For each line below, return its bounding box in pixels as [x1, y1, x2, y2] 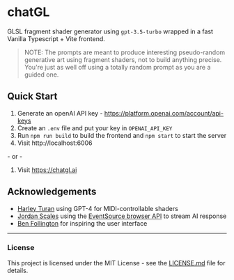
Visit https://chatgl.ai [17, 165, 77, 174]
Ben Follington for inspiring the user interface [17, 219, 148, 227]
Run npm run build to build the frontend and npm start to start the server [17, 131, 227, 139]
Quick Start [7, 91, 58, 102]
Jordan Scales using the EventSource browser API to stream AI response [17, 212, 227, 220]
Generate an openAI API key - [17, 109, 103, 117]
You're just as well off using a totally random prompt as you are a [24, 63, 211, 71]
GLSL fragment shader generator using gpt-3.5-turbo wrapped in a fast [7, 27, 214, 36]
